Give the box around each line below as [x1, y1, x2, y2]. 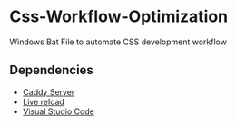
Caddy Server [22, 86, 75, 97]
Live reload [22, 96, 65, 107]
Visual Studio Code [22, 106, 95, 117]
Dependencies [9, 62, 93, 78]
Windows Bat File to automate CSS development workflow [9, 36, 227, 47]
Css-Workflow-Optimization [9, 6, 229, 27]
